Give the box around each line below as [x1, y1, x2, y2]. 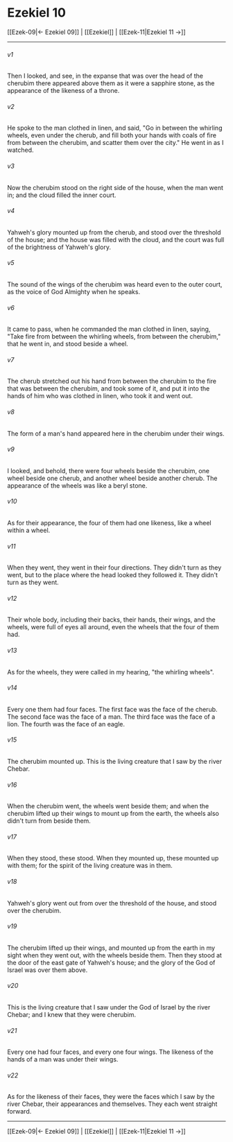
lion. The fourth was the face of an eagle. [7, 719, 126, 728]
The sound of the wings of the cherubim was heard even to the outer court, [7, 280, 223, 289]
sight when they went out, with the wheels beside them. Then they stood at [7, 951, 222, 959]
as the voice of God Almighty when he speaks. [7, 287, 141, 296]
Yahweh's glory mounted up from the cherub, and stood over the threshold [7, 228, 221, 237]
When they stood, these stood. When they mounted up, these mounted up [7, 854, 219, 862]
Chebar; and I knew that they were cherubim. [7, 1011, 137, 1019]
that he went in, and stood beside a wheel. [7, 340, 128, 348]
